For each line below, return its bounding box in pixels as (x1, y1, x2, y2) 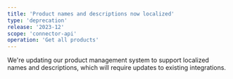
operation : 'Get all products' (7, 37, 99, 44)
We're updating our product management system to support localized (7, 56, 210, 64)
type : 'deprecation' (7, 17, 68, 24)
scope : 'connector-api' (7, 30, 77, 37)
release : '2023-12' (7, 23, 65, 30)
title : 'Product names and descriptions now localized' (7, 10, 175, 18)
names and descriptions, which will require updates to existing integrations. (7, 63, 227, 72)
